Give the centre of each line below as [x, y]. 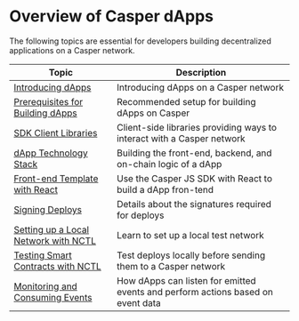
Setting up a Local [52, 229]
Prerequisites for [48, 101]
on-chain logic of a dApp [170, 164]
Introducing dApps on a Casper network [201, 87]
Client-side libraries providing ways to [197, 127]
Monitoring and [45, 286]
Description [201, 72]
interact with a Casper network [182, 138]
